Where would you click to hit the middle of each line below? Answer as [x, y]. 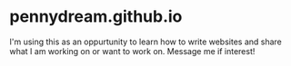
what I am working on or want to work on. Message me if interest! [132, 51]
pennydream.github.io [96, 17]
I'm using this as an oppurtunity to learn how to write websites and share [145, 42]
